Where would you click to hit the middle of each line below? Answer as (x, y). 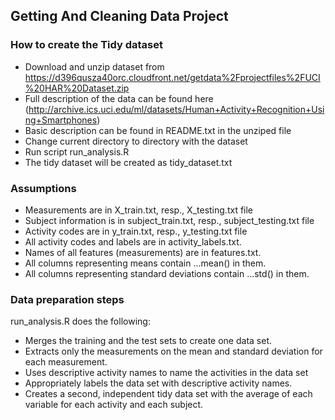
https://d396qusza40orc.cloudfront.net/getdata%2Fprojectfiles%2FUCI (172, 77)
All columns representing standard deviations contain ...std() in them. (167, 273)
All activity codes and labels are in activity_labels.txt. (133, 241)
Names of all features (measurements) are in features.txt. (143, 252)
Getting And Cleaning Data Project (119, 16)
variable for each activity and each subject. (114, 405)
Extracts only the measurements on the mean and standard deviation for (173, 351)
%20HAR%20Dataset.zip (77, 88)
